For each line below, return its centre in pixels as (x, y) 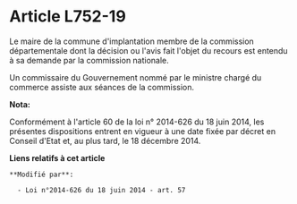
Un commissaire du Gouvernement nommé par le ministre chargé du (136, 77)
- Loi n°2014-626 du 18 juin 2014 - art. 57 (102, 190)
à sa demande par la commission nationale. (89, 60)
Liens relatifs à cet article (57, 157)
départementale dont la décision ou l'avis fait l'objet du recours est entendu (148, 50)
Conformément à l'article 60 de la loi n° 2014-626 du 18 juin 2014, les (137, 122)
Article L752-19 (68, 17)
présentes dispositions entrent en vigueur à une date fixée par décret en (142, 131)
